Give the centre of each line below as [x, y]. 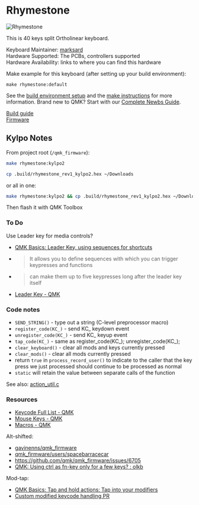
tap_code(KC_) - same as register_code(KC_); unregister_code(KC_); [97, 341]
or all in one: [21, 185]
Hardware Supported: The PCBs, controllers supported [73, 56]
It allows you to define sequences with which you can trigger [104, 259]
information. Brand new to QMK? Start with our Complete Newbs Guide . [94, 102]
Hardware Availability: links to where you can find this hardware [84, 62]
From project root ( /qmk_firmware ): [48, 152]
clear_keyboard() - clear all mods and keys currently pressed [90, 348]
